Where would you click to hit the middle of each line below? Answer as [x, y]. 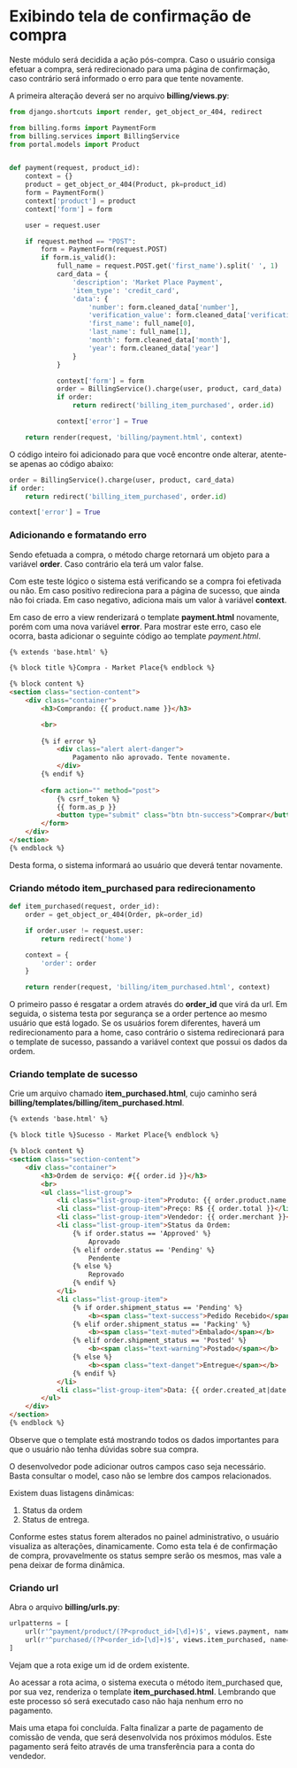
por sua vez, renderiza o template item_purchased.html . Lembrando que [143, 1691]
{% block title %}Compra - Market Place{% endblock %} [112, 668]
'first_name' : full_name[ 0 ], [142, 324]
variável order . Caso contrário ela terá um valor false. [107, 563]
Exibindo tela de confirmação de [130, 16]
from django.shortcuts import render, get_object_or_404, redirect [136, 112]
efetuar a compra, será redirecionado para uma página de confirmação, [140, 69]
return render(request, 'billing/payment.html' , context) [134, 437]
